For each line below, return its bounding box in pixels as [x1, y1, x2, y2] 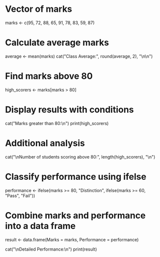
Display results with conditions [5, 104, 134, 115]
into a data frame [5, 220, 76, 231]
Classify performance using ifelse [5, 171, 146, 182]
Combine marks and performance [5, 210, 146, 221]
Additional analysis [5, 137, 85, 149]
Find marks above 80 [5, 70, 93, 82]
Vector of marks [5, 3, 73, 15]
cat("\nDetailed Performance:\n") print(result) [5, 246, 97, 252]
